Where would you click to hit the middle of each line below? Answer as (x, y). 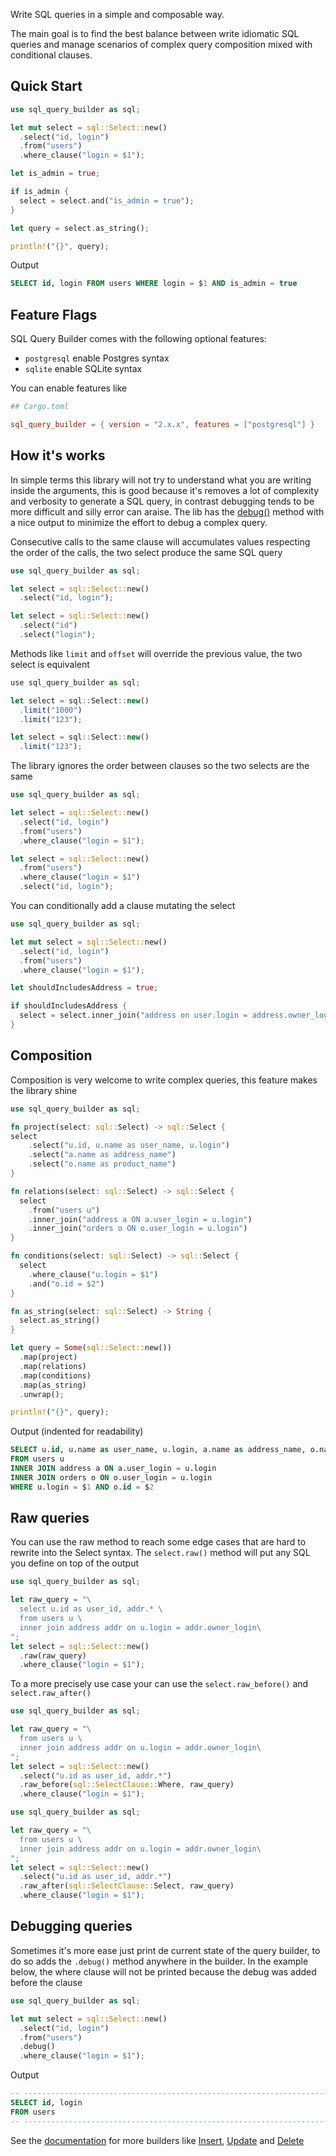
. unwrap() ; (42, 1394)
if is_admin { (40, 192)
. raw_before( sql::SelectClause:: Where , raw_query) (127, 1785)
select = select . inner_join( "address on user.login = (133, 1015)
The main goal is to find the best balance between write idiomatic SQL (155, 33)
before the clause (46, 1982)
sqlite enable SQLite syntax (83, 369)
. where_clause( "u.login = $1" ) (93, 1274)
